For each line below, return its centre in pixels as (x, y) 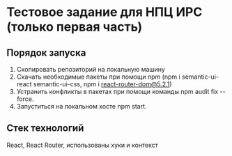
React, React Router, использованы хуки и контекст (82, 145)
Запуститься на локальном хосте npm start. (82, 106)
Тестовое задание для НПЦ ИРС (105, 12)
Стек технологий (45, 128)
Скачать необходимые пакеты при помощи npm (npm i (98, 77)
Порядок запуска (46, 53)
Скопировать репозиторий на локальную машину (91, 69)
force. (25, 99)
